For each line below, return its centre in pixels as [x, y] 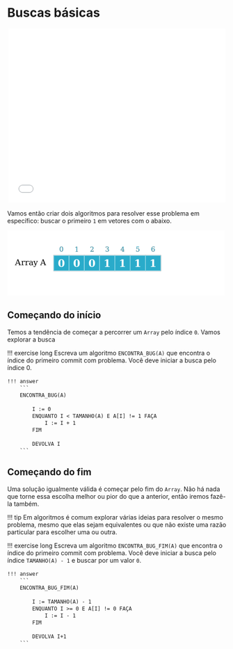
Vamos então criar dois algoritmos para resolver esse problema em [103, 213]
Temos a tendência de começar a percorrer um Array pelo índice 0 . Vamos [114, 332]
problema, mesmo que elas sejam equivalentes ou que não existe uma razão [117, 524]
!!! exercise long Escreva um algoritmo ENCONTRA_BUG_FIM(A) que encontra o [115, 545]
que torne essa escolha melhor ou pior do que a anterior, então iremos [108, 496]
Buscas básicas [54, 13]
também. [26, 504]
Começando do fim [49, 472]
